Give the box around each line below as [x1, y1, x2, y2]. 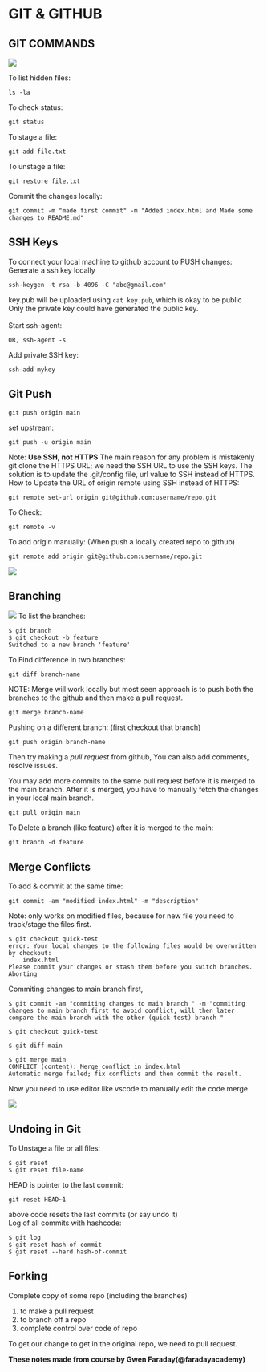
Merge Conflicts [8, 860, 91, 874]
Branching [8, 589, 62, 603]
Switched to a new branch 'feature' [8, 641, 131, 650]
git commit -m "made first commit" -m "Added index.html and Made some [8, 207, 253, 215]
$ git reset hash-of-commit [8, 1240, 103, 1249]
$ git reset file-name [8, 1166, 84, 1175]
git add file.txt [8, 148, 67, 156]
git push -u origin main [8, 438, 91, 446]
